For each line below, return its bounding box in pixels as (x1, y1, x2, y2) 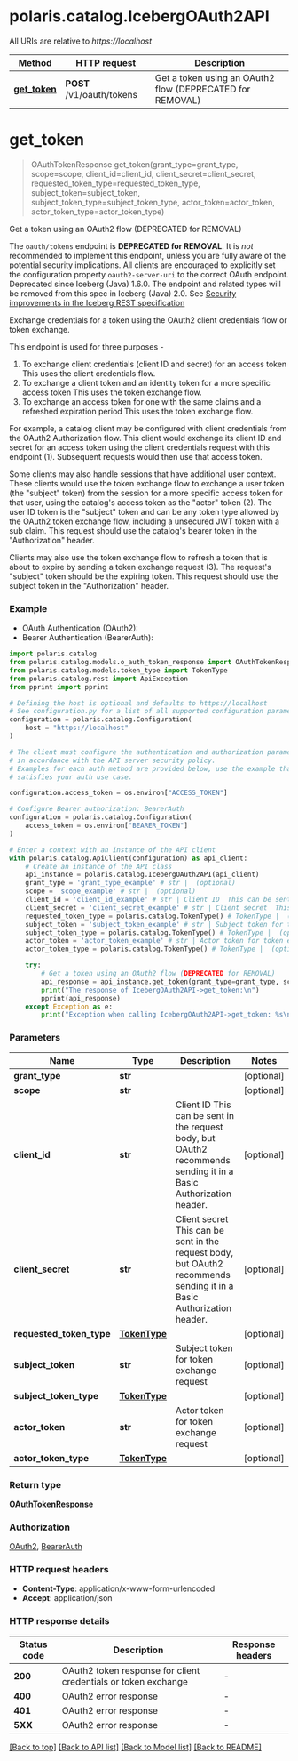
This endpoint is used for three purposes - (9, 341, 164, 352)
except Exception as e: (25, 1002, 114, 1011)
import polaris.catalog (9, 649, 98, 659)
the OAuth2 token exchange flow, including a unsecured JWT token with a (9, 516, 280, 527)
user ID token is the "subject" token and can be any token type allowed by (9, 506, 280, 517)
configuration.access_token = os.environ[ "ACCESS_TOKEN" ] (9, 789, 228, 798)
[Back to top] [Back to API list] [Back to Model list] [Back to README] (9, 1741, 262, 1752)
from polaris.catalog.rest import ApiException (9, 674, 189, 683)
